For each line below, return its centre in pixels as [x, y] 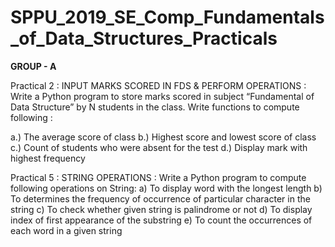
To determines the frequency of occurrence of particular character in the [160, 198]
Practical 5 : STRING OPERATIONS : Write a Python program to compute [158, 177]
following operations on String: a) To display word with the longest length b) [166, 188]
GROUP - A [33, 66]
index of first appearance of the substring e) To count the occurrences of [161, 220]
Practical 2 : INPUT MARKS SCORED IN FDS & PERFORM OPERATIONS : [158, 85]
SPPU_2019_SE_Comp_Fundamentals [167, 17]
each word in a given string [66, 230]
